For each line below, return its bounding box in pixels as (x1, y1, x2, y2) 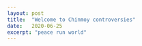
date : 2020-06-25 (7, 22, 63, 29)
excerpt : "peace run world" (7, 28, 87, 36)
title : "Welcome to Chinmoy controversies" (7, 16, 136, 23)
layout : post (7, 9, 44, 17)
